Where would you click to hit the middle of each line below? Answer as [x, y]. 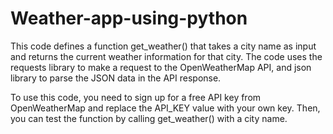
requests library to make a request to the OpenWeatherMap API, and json [161, 67]
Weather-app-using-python [129, 18]
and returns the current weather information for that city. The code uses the [166, 56]
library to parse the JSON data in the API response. [116, 78]
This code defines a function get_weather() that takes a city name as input [163, 46]
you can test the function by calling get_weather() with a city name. [149, 118]
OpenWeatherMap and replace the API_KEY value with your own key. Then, [165, 108]
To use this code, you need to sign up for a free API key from [136, 97]
